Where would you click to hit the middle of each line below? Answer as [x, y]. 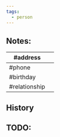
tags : [13, 12]
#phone [20, 67]
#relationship [27, 87]
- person [22, 17]
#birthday [23, 77]
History [20, 108]
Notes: [19, 41]
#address [27, 58]
